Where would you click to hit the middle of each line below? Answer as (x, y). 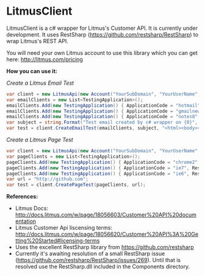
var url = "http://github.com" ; (47, 179)
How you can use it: (32, 71)
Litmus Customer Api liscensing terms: (64, 228)
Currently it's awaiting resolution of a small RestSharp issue (90, 253)
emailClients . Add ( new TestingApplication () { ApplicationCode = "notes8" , (103, 117)
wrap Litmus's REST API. (38, 41)
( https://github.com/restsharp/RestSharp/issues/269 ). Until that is (98, 260)
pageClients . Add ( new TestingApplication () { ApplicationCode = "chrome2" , (103, 162)
